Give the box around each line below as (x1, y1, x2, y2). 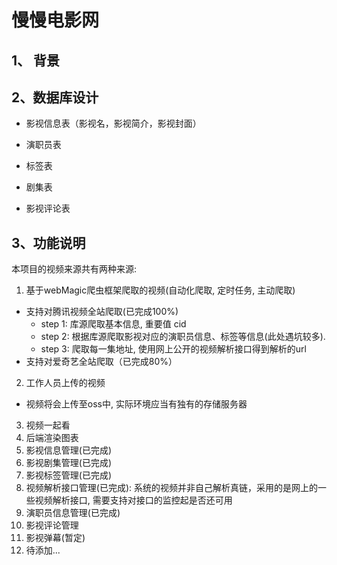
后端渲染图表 (25, 432, 79, 444)
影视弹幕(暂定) (25, 532, 86, 544)
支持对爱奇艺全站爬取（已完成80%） (25, 356, 178, 368)
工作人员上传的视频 (25, 377, 106, 389)
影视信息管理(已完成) (25, 444, 113, 456)
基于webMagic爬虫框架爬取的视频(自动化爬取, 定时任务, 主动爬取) (25, 284, 296, 296)
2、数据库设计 (11, 89, 99, 106)
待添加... (25, 544, 61, 556)
